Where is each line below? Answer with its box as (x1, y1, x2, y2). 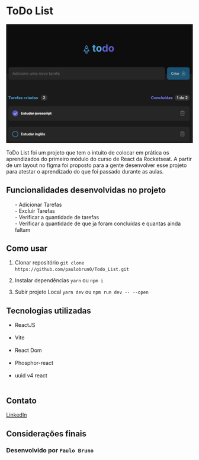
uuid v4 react (14, 372, 47, 379)
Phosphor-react (14, 360, 53, 367)
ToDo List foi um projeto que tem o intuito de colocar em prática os (6, 149, 169, 156)
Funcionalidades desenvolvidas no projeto (6, 185, 166, 196)
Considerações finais (6, 429, 87, 439)
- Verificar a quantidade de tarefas (14, 213, 99, 220)
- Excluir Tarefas (14, 207, 55, 215)
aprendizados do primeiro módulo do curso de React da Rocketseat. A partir (6, 155, 192, 162)
